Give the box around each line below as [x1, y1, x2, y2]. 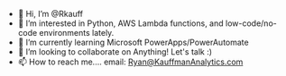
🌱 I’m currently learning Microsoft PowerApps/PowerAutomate [17, 37, 250, 47]
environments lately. [39, 28, 115, 38]
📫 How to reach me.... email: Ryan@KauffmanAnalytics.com [17, 56, 244, 67]
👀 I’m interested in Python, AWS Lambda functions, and [17, 18, 224, 29]
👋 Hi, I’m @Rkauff [17, 9, 84, 19]
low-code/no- [225, 18, 277, 29]
